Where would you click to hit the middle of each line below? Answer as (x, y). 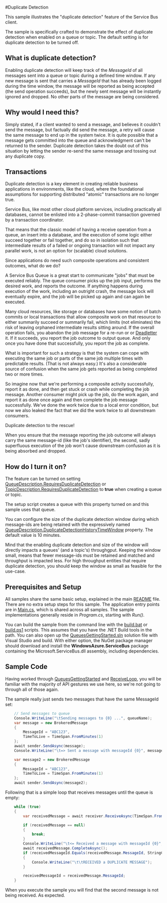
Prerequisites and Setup (43, 587)
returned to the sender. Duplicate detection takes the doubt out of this (77, 145)
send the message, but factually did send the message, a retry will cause (80, 130)
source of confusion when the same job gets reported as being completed (81, 369)
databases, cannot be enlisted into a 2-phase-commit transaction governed (83, 215)
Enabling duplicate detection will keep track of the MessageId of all (74, 70)
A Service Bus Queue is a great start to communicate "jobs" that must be (80, 275)
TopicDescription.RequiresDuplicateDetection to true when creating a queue (83, 489)
